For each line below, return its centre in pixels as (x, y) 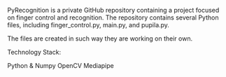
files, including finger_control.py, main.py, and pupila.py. (89, 25)
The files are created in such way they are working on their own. (100, 38)
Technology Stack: (34, 52)
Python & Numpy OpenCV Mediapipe (61, 65)
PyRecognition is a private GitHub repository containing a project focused (113, 10)
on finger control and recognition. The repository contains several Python (113, 17)
